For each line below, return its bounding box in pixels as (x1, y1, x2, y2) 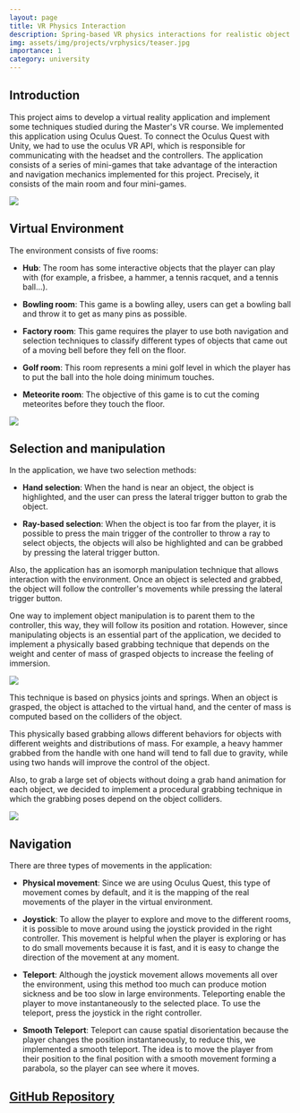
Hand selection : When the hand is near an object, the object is (21, 482, 254, 493)
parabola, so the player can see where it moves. (21, 1063, 200, 1074)
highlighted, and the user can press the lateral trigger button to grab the (21, 492, 288, 503)
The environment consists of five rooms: (9, 245, 159, 255)
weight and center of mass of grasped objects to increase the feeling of (9, 649, 274, 660)
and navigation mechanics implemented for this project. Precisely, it (9, 168, 260, 179)
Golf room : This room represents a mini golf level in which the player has (21, 362, 291, 373)
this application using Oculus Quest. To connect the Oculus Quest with (9, 131, 270, 142)
